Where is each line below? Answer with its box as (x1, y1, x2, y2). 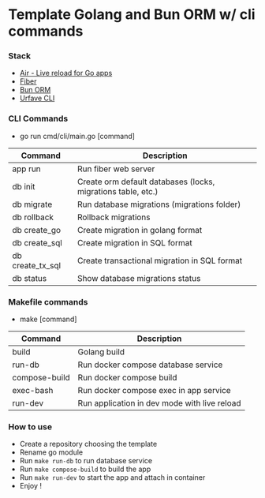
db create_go (12, 224, 62, 235)
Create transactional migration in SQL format (77, 255, 243, 266)
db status (12, 272, 47, 283)
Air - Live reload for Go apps (19, 69, 113, 78)
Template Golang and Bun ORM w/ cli (8, 6, 256, 24)
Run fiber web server (77, 163, 155, 174)
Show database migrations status (77, 272, 201, 283)
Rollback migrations (77, 212, 151, 223)
